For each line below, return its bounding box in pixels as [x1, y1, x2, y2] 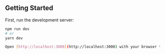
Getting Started [5, 4, 54, 12]
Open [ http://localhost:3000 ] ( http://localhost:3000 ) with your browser [5, 44, 157, 50]
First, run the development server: [5, 17, 74, 23]
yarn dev [5, 35, 23, 41]
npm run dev [5, 27, 29, 31]
